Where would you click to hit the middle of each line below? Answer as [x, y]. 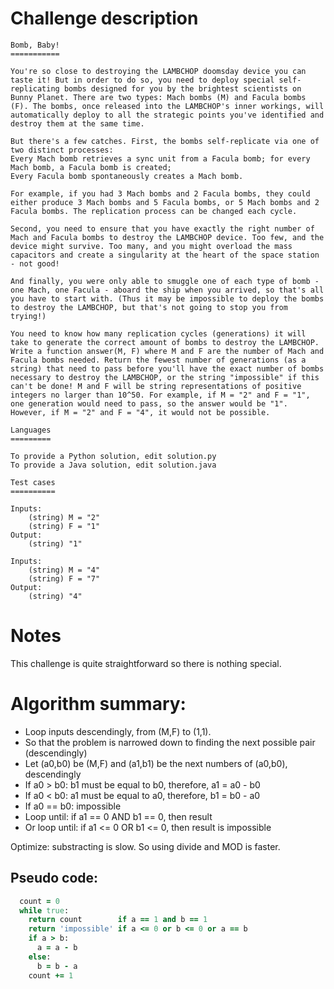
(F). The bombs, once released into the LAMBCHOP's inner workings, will [167, 106]
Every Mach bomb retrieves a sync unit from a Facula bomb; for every [160, 158]
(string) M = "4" [64, 570]
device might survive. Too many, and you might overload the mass [151, 246]
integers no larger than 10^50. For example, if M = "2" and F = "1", [160, 395]
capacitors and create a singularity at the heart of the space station [165, 255]
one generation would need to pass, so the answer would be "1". [149, 403]
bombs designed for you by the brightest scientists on [182, 88]
